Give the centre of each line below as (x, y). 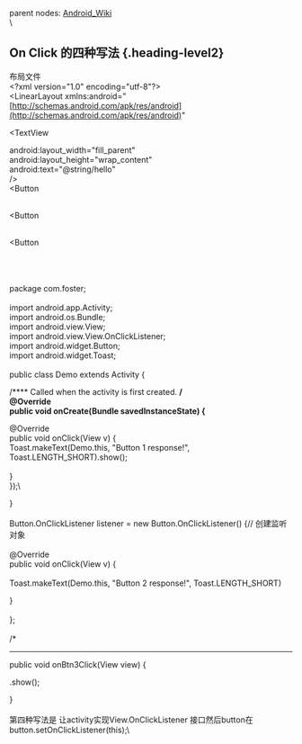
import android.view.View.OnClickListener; (88, 336)
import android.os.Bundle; (58, 317)
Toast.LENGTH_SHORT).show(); (69, 457)
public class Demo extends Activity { (77, 374)
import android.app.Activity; (61, 307)
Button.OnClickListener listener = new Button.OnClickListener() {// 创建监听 (148, 523)
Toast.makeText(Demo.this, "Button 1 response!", (100, 447)
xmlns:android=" (95, 96)
